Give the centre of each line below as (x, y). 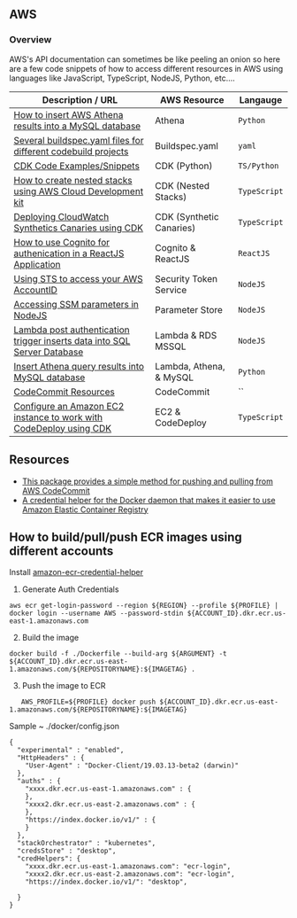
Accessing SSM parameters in (76, 304)
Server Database (49, 352)
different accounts (61, 551)
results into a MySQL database (77, 126)
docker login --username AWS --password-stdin (96, 614)
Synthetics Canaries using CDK (79, 228)
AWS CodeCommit (56, 490)
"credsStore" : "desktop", (67, 851)
